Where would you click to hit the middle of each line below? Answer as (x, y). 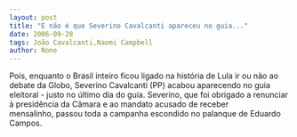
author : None (33, 51)
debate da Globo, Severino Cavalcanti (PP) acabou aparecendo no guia (140, 85)
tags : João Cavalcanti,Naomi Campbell (81, 42)
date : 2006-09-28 (41, 34)
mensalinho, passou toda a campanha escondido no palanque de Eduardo (145, 114)
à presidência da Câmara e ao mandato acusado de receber (119, 104)
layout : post (33, 17)
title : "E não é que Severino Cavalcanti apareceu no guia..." (129, 26)
